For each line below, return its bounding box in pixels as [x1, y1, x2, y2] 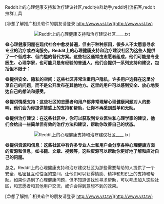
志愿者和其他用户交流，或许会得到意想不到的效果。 [18, 183, 121, 189]
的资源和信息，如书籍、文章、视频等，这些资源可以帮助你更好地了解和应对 [5, 148, 155, 154]
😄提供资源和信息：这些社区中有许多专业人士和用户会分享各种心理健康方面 [5, 142, 155, 148]
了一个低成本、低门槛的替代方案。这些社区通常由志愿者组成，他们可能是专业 [5, 54, 159, 60]
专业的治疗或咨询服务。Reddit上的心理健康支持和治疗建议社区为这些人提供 [5, 48, 155, 53]
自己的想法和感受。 [9, 88, 48, 94]
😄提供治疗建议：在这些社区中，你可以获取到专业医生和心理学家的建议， [5, 115, 151, 121]
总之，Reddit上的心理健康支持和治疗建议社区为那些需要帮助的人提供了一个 [5, 165, 155, 170]
